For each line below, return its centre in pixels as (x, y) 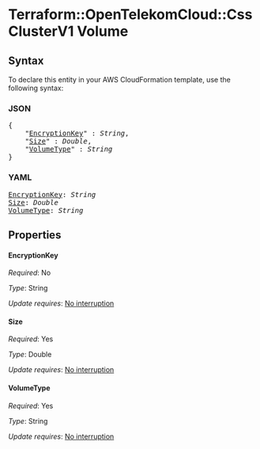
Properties (35, 235)
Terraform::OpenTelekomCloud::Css (130, 15)
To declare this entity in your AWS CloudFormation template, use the (119, 80)
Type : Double (30, 355)
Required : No (30, 273)
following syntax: (36, 88)
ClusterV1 (41, 31)
